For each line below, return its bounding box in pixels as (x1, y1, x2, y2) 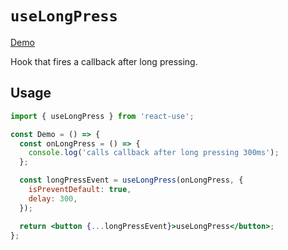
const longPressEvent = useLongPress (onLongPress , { (19, 175, 244, 186)
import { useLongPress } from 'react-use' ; (10, 111, 195, 121)
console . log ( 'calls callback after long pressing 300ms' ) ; (28, 148, 280, 158)
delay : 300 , (28, 193, 78, 204)
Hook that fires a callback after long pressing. (10, 55, 198, 67)
